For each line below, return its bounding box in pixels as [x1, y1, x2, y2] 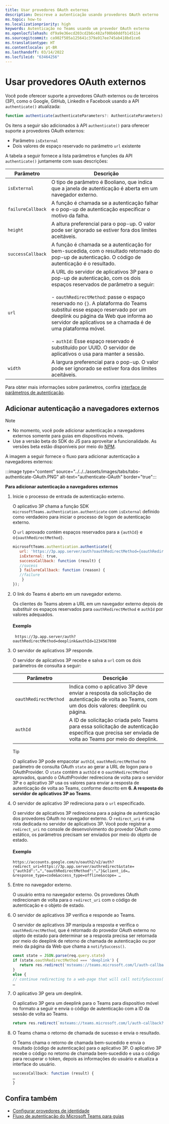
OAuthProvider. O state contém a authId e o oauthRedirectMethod [12, 769, 148, 775]
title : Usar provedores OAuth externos [5, 7, 89, 13]
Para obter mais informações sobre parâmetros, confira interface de [5, 384, 147, 390]
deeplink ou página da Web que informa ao [51, 313, 153, 320]
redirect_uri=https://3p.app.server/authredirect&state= [12, 864, 135, 869]
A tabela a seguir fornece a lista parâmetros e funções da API [5, 153, 133, 159]
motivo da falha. [51, 212, 90, 219]
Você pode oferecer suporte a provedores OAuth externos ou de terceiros [5, 93, 158, 99]
